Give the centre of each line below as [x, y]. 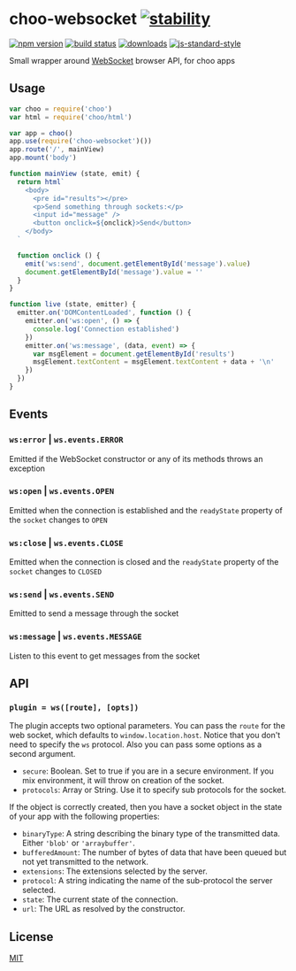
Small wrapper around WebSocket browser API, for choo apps [122, 60]
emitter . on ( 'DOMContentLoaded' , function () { [104, 313]
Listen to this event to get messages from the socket [105, 656]
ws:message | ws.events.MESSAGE [76, 636]
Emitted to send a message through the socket [94, 613]
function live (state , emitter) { [73, 304]
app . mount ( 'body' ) [43, 158]
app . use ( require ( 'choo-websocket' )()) [80, 142]
